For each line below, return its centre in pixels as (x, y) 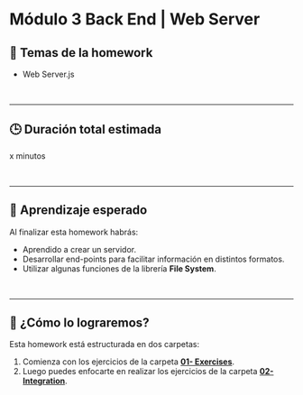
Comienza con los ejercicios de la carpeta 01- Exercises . (129, 362)
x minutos (28, 156)
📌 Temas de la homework (81, 53)
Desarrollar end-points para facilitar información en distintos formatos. (153, 259)
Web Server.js (48, 74)
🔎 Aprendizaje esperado (78, 211)
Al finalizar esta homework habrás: (74, 232)
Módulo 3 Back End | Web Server (135, 19)
